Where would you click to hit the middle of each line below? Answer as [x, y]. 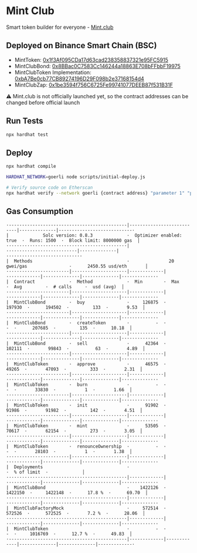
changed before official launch [43, 102]
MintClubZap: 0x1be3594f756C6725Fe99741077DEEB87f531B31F [94, 85]
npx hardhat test [27, 134]
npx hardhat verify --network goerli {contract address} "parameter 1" [95, 193]
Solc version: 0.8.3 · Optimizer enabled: [113, 235]
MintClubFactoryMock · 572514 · [90, 508]
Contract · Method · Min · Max [97, 282]
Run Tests [25, 121]
